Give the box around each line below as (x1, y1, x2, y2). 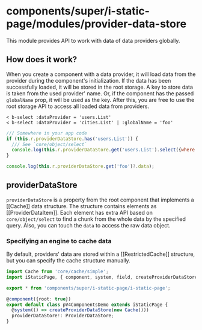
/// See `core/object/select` (11, 141, 87, 147)
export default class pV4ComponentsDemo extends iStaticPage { (6, 302, 168, 308)
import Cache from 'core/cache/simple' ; (6, 268, 109, 275)
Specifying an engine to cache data (6, 236, 112, 245)
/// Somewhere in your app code (6, 130, 87, 136)
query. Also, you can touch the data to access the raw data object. (6, 221, 171, 229)
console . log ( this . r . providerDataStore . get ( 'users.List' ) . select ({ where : (11, 147, 198, 153)
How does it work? (6, 54, 78, 65)
